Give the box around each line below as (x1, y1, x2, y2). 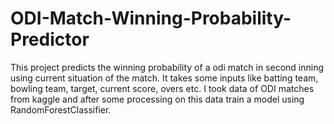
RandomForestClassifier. (10, 103, 112, 116)
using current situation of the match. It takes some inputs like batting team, (10, 72, 319, 84)
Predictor (10, 28, 90, 51)
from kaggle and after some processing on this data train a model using (10, 93, 305, 105)
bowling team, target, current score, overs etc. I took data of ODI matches (10, 82, 315, 94)
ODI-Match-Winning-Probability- (10, 7, 292, 30)
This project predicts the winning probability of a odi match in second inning (10, 61, 325, 73)
